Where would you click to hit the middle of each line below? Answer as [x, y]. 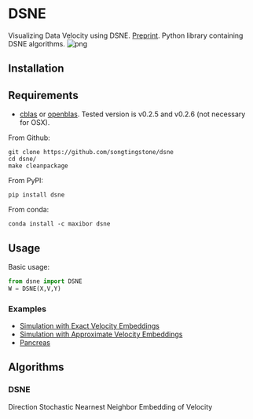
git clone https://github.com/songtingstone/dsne [91, 153]
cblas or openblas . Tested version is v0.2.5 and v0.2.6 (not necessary [132, 114]
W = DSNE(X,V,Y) [35, 289]
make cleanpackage [38, 166]
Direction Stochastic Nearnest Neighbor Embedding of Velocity [110, 406]
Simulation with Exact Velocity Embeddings [89, 326]
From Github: [29, 138]
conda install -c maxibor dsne [59, 224]
